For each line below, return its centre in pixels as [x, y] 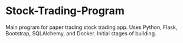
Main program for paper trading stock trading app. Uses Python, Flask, [91, 27]
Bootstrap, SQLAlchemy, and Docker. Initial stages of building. [81, 33]
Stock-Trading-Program [65, 11]
